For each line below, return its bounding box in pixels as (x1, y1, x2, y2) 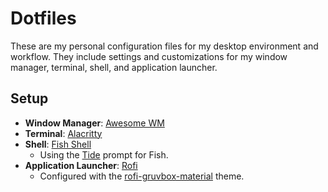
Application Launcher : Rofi (24, 159, 138, 171)
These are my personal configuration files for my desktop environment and (10, 40, 319, 52)
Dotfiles (10, 7, 77, 30)
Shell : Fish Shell (24, 138, 92, 150)
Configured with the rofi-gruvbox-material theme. (39, 170, 245, 182)
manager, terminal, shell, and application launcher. (10, 61, 218, 73)
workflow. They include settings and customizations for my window (10, 50, 288, 62)
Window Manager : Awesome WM (24, 117, 165, 129)
